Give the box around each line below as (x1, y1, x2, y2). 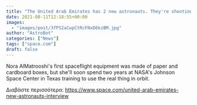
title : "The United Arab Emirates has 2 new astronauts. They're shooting (6, 8, 193, 15)
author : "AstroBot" (6, 30, 54, 36)
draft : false (6, 47, 38, 52)
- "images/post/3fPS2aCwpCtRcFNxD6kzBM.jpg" (11, 24, 122, 31)
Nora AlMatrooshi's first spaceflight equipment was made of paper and (6, 62, 178, 69)
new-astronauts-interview (6, 92, 69, 99)
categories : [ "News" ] (6, 36, 59, 41)
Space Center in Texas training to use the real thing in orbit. (6, 75, 150, 82)
